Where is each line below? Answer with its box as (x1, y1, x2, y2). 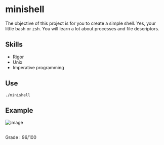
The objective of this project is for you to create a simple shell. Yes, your (5, 20, 156, 26)
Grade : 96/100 (5, 134, 36, 140)
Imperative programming (12, 64, 64, 70)
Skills (5, 40, 23, 49)
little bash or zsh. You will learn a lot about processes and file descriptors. (5, 25, 159, 31)
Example (5, 106, 33, 115)
